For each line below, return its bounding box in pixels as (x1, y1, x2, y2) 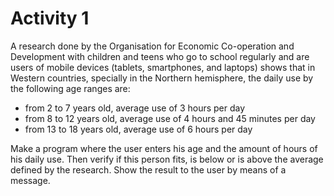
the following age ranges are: (10, 82, 131, 94)
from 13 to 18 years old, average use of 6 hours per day (24, 123, 253, 135)
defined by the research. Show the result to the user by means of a (10, 163, 287, 176)
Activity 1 (10, 7, 90, 30)
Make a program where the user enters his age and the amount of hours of (10, 142, 318, 154)
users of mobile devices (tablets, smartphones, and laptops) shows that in (10, 61, 316, 73)
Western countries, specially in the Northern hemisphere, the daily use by (10, 72, 314, 84)
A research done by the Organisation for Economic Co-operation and (10, 40, 295, 52)
